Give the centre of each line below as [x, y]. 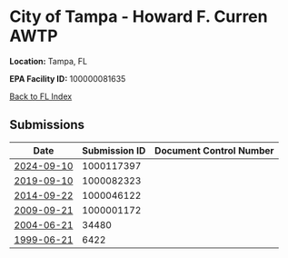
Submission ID [114, 150]
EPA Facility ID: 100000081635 [68, 78]
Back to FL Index [41, 96]
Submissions [47, 125]
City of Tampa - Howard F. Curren [139, 17]
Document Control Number [214, 150]
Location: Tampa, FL [49, 61]
